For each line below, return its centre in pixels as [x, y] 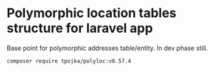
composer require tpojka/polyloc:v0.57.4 [69, 61]
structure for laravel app [80, 28]
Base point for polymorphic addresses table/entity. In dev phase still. [107, 48]
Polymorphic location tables [92, 13]
